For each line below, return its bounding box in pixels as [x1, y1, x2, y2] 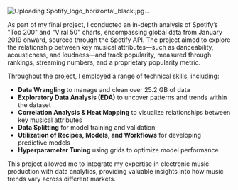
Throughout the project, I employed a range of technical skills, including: [7, 72, 220, 80]
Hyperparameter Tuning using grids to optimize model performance [17, 146, 219, 154]
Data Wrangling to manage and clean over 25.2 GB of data [17, 86, 190, 94]
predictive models [17, 138, 71, 147]
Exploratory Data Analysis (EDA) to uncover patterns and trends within [17, 93, 227, 101]
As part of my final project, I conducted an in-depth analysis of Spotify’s [7, 21, 218, 28]
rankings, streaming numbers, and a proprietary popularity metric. [7, 58, 201, 67]
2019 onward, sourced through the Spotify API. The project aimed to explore [7, 35, 231, 44]
